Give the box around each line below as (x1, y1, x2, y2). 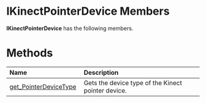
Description (83, 68, 119, 77)
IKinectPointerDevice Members (6, 4, 170, 18)
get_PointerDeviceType (9, 82, 77, 91)
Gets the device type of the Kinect (83, 78, 182, 87)
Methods (6, 46, 53, 60)
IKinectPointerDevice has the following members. (6, 25, 134, 32)
